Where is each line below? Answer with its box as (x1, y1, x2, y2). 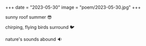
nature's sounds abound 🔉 (5, 36, 62, 42)
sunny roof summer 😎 (5, 14, 52, 20)
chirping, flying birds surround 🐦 (5, 24, 75, 30)
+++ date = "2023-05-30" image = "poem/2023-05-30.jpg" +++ (5, 5, 141, 10)
